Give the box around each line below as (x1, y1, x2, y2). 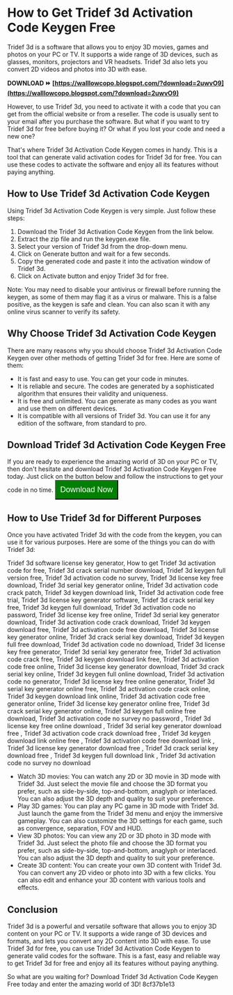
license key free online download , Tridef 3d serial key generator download (7, 722, 222, 730)
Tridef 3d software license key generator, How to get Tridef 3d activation (7, 559, 216, 567)
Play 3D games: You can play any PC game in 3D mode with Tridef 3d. (17, 802, 219, 810)
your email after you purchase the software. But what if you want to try (7, 117, 210, 125)
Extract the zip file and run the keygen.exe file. (17, 235, 151, 243)
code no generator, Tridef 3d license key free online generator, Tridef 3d (7, 677, 215, 686)
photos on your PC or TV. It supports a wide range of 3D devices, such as (7, 50, 218, 59)
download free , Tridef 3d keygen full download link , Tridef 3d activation (7, 751, 216, 760)
